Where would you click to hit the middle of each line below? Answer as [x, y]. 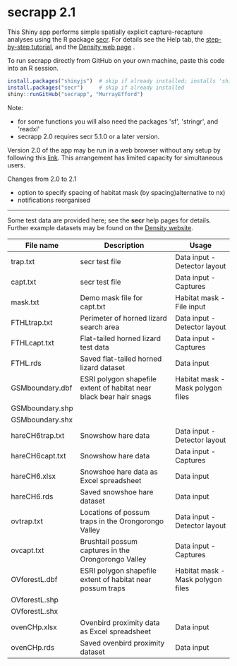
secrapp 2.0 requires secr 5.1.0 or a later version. [89, 136]
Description [124, 245]
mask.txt [25, 302]
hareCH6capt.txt [38, 456]
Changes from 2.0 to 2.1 [42, 179]
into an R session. [33, 68]
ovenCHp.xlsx [34, 627]
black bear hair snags [116, 396]
